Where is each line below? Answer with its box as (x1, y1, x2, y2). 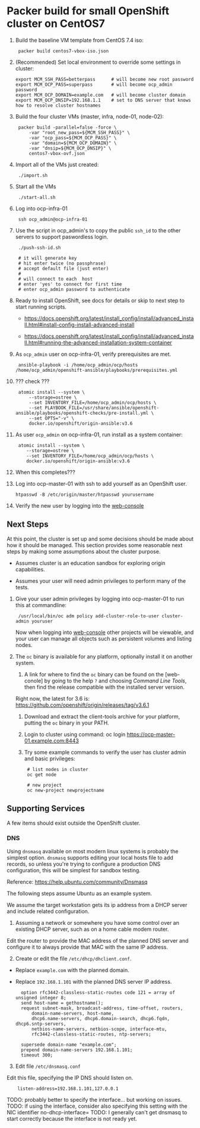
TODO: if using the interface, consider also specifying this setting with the (7, 1102, 188, 1110)
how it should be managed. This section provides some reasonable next (7, 541, 183, 549)
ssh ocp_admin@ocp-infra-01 (18, 216, 88, 222)
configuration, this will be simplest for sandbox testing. (7, 866, 141, 874)
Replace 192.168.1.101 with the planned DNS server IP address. (15, 978, 172, 985)
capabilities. (15, 565, 45, 573)
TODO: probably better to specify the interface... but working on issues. (7, 1096, 182, 1103)
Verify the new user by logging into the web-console (15, 502, 144, 509)
